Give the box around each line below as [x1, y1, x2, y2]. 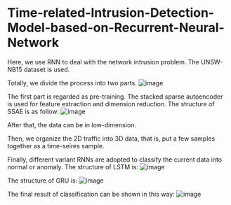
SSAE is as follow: [7, 107, 60, 115]
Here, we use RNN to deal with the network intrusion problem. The [7, 57, 200, 66]
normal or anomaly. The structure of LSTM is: [7, 162, 139, 171]
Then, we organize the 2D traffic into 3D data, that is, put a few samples [7, 134, 216, 143]
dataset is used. [23, 65, 70, 73]
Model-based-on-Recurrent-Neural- [7, 20, 225, 36]
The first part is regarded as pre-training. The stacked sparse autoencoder [7, 92, 223, 101]
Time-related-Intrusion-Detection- [7, 5, 215, 21]
